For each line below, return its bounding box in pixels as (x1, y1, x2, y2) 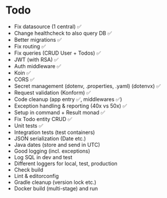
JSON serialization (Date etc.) (14, 135, 86, 142)
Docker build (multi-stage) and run (14, 184, 98, 192)
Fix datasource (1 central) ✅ (14, 23, 82, 30)
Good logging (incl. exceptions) (14, 147, 91, 155)
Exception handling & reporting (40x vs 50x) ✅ (14, 102, 128, 109)
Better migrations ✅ (14, 36, 62, 43)
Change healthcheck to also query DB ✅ (14, 29, 112, 36)
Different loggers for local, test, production (14, 160, 118, 167)
